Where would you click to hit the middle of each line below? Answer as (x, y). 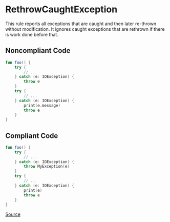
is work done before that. (32, 34)
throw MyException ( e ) (47, 167)
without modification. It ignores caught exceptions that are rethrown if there (85, 29)
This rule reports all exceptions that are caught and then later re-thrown (81, 24)
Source (13, 214)
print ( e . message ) (42, 105)
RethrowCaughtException (61, 9)
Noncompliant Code (38, 51)
